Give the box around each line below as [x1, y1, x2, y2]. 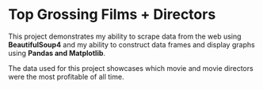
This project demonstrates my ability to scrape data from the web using [8, 32, 242, 41]
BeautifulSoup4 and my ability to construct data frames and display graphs [8, 39, 255, 49]
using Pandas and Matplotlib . [8, 48, 105, 57]
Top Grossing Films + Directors [8, 6, 216, 24]
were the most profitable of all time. [8, 72, 124, 81]
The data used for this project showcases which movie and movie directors [8, 63, 253, 72]
